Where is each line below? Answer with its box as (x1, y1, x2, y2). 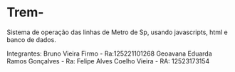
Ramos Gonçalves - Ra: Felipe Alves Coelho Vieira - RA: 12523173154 (6, 56, 210, 65)
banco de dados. (6, 35, 56, 43)
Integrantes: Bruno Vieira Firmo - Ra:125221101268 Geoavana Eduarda (6, 49, 213, 58)
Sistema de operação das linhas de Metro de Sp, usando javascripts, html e (6, 28, 229, 36)
